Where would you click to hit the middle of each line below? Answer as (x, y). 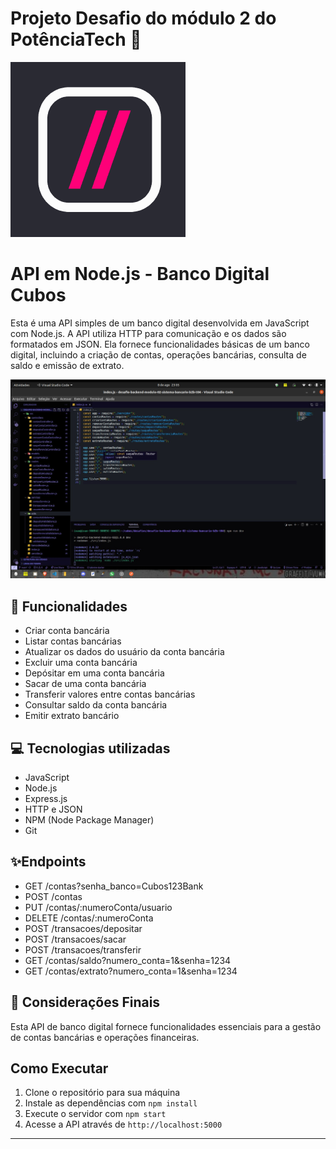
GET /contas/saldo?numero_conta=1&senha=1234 (128, 960)
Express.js (46, 798)
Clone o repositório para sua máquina (102, 1093)
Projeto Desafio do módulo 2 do (143, 18)
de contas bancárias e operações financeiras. (105, 1037)
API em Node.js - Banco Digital (140, 274)
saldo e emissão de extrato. (67, 365)
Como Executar (59, 1068)
